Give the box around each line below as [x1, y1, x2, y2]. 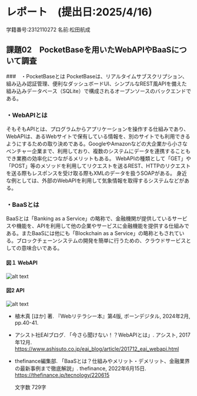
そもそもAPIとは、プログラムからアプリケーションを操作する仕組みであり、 [6, 126, 189, 133]
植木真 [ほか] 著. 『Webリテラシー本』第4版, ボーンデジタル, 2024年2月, [14, 312, 191, 319]
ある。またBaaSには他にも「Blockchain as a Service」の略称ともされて [6, 230, 179, 237]
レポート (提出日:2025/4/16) [6, 5, 152, 19]
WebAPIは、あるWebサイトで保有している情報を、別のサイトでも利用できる [6, 133, 191, 140]
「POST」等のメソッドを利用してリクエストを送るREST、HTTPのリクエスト [6, 163, 191, 170]
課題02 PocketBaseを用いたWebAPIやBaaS [6, 45, 172, 55]
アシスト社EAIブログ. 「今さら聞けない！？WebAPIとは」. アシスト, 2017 [14, 331, 191, 338]
